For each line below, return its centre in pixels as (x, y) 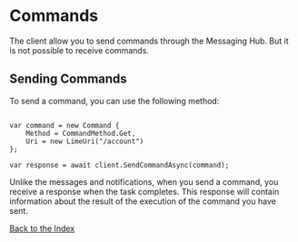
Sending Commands (68, 79)
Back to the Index (42, 228)
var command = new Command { (65, 125)
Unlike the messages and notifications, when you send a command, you (144, 181)
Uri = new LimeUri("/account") (85, 141)
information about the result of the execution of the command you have (143, 201)
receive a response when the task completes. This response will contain (144, 191)
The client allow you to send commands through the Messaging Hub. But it (149, 41)
